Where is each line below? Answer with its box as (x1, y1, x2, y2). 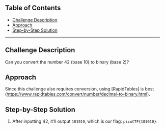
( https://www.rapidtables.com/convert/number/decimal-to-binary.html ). (5, 91, 151, 97)
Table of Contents (5, 4, 61, 12)
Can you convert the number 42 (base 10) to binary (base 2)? (5, 59, 129, 65)
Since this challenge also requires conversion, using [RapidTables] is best (5, 86, 154, 92)
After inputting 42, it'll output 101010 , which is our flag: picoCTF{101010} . (12, 118, 158, 124)
